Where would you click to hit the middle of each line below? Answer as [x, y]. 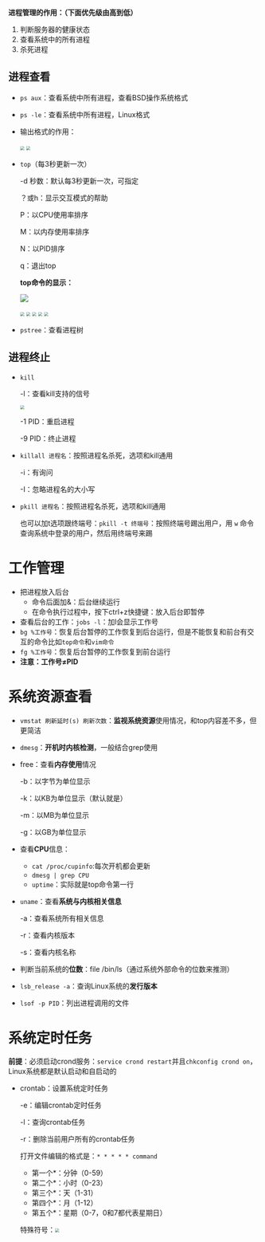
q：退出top [38, 265]
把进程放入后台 [44, 592]
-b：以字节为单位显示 [55, 781]
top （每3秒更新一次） [55, 163]
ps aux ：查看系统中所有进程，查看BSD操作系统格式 [104, 97]
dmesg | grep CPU [60, 875]
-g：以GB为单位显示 [53, 831]
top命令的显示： [47, 282]
